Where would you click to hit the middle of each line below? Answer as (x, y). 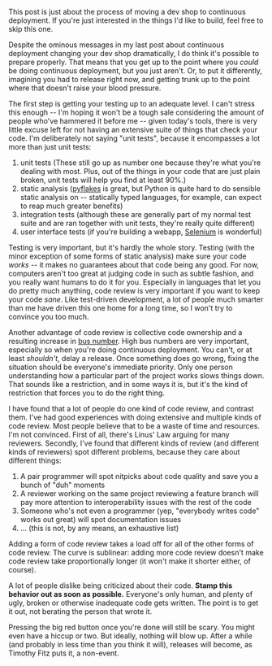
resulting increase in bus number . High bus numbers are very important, (129, 341)
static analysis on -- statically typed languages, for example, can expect (141, 197)
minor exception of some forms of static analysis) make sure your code (127, 256)
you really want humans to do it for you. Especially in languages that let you (135, 282)
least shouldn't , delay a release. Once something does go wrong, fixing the (134, 358)
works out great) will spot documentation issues (100, 519)
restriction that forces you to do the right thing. (86, 393)
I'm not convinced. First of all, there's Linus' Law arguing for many (119, 435)
